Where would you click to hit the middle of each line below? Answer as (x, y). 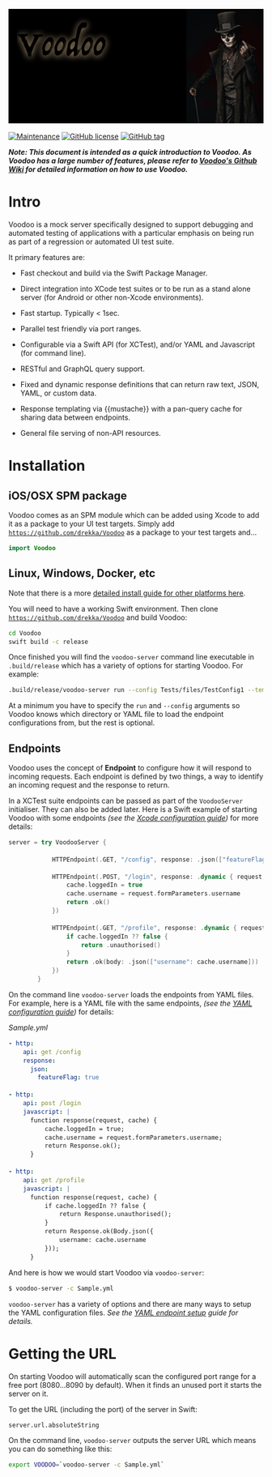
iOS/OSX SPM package (68, 495)
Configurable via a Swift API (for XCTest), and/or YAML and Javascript (137, 344)
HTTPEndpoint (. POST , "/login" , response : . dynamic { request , (159, 877)
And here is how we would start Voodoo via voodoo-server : (106, 1272)
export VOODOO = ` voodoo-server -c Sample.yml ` (86, 1464)
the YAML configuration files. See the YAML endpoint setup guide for (123, 1313)
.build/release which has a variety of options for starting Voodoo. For (126, 666)
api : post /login (52, 1103)
